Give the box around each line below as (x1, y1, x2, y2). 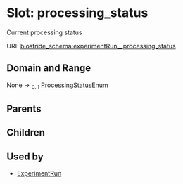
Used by (6, 150, 44, 162)
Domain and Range (6, 62, 91, 74)
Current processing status (6, 28, 82, 37)
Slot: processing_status (6, 5, 149, 21)
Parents (6, 103, 42, 114)
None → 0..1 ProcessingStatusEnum (6, 81, 108, 91)
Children (6, 126, 45, 138)
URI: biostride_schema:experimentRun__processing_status (6, 41, 177, 50)
